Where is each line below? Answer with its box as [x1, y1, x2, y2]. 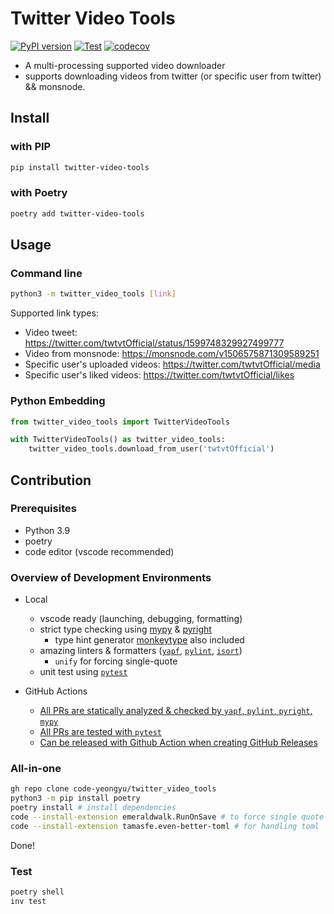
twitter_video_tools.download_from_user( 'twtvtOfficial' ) [28, 444, 275, 454]
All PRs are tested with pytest [39, 726, 162, 738]
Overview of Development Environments [10, 570, 212, 584]
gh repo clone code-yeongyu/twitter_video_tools [10, 784, 217, 794]
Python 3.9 [24, 524, 71, 536]
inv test [10, 896, 47, 906]
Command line [10, 266, 83, 280]
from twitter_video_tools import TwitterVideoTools [10, 417, 230, 427]
